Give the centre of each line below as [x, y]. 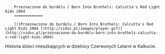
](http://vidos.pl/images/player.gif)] [81, 28]
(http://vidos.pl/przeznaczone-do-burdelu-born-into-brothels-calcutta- [82, 33]
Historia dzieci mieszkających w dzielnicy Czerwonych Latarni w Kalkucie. [81, 46]
